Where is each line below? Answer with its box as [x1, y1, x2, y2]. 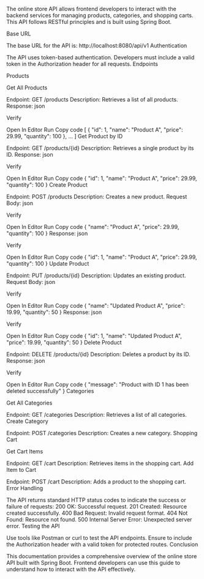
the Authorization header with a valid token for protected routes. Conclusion [6, 541, 198, 548]
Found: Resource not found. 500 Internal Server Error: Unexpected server [6, 516, 192, 523]
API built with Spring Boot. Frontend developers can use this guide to [6, 559, 181, 566]
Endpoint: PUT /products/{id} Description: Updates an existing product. [6, 272, 186, 279]
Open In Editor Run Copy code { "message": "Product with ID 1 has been [6, 381, 189, 388]
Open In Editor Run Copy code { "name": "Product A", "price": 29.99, [6, 223, 179, 230]
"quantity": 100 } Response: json [6, 230, 88, 237]
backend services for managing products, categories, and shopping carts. [6, 12, 194, 19]
